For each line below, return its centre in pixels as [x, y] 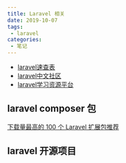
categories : [24, 40]
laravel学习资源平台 [45, 84]
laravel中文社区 [39, 76]
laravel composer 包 [52, 109]
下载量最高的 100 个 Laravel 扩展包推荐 [63, 127]
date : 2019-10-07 [33, 20]
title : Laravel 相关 [36, 14]
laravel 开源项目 [42, 151]
